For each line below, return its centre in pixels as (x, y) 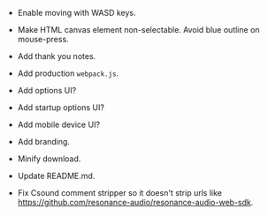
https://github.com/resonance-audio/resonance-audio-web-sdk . (135, 202)
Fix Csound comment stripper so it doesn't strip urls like (120, 193)
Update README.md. (56, 176)
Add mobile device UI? (58, 124)
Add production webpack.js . (68, 73)
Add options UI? (47, 90)
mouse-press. (43, 39)
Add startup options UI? (61, 108)
